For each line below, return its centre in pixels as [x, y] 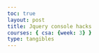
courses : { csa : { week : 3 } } [49, 33]
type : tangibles [31, 39]
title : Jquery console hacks [49, 26]
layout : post [26, 20]
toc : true [22, 13]
